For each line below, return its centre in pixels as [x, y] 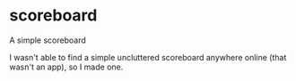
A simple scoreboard [48, 40]
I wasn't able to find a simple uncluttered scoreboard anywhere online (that [148, 57]
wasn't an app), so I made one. [66, 67]
